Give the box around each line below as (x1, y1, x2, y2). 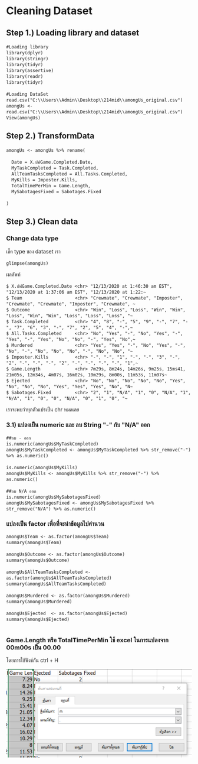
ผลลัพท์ (6, 271, 21, 278)
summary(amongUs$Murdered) (6, 599, 72, 605)
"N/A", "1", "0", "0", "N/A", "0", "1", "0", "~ (6, 395, 128, 401)
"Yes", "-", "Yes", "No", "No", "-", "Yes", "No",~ (6, 336, 136, 342)
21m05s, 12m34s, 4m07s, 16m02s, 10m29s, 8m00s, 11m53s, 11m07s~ (6, 372, 167, 378)
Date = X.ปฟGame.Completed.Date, (11, 159, 93, 165)
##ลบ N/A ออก (6, 488, 37, 494)
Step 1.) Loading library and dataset (6, 28, 140, 38)
